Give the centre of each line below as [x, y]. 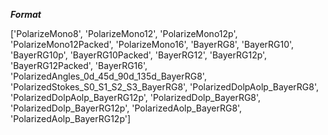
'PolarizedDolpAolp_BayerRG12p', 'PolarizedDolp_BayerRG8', [136, 97]
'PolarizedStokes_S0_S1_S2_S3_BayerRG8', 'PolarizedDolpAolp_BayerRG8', [165, 87]
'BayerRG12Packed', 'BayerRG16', [79, 65]
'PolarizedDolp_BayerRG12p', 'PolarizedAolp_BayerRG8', [126, 108]
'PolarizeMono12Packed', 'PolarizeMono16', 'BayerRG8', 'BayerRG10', [152, 44]
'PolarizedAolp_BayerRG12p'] [71, 118]
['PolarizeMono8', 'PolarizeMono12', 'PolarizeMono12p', [124, 33]
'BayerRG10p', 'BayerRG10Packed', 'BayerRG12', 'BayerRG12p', [139, 55]
